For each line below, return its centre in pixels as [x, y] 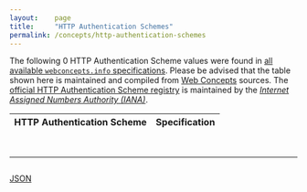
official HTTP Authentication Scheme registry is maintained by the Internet [149, 90]
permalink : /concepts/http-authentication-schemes [108, 35]
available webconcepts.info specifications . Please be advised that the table [150, 70]
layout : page [40, 18]
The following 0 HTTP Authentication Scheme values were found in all [141, 61]
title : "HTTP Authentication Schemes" [91, 27]
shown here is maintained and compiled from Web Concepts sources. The [149, 80]
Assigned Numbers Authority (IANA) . [79, 100]
